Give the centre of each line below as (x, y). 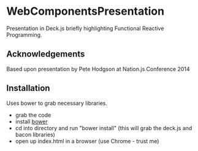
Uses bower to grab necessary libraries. (57, 103)
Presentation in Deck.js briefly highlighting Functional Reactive (85, 28)
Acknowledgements (46, 54)
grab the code (33, 115)
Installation (28, 88)
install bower (31, 122)
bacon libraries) (35, 134)
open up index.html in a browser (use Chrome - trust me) (87, 141)
